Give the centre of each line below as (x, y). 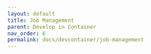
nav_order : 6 (27, 33)
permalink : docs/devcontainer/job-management (75, 40)
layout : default (31, 14)
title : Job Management (41, 20)
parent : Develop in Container (52, 27)
